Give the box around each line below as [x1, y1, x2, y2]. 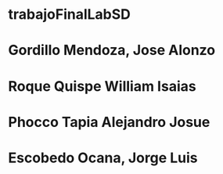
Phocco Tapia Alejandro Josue [8, 113, 210, 131]
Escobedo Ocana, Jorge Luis [8, 149, 198, 166]
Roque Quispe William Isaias [8, 77, 197, 95]
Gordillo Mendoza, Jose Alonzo [8, 42, 216, 60]
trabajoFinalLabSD [8, 5, 131, 24]
